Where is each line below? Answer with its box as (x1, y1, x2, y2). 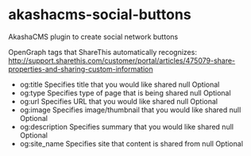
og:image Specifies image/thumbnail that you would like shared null (19, 105, 241, 115)
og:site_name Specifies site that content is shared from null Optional (19, 138, 244, 148)
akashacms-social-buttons (8, 6, 192, 24)
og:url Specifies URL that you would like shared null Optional (19, 96, 218, 106)
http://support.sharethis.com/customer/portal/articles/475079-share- (8, 56, 236, 65)
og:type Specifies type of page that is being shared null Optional (19, 88, 232, 97)
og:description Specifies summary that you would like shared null (19, 122, 234, 131)
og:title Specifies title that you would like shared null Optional (19, 80, 220, 89)
